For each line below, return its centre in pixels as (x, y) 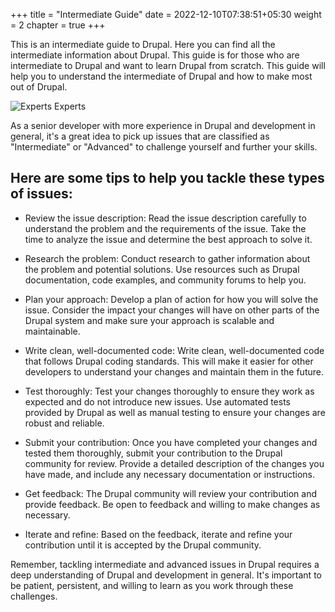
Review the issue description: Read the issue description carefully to (165, 218)
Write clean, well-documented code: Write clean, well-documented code (174, 350)
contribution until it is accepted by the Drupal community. (143, 545)
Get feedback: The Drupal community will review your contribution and (171, 493)
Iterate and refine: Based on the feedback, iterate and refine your (158, 534)
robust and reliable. (64, 423)
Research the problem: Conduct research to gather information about (167, 258)
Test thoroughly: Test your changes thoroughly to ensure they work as (169, 391)
